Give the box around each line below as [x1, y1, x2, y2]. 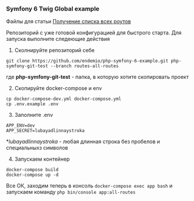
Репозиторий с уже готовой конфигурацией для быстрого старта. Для [6, 29, 182, 36]
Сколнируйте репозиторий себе [14, 47, 95, 54]
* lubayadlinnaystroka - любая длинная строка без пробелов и [6, 138, 161, 145]
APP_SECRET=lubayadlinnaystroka [6, 128, 85, 134]
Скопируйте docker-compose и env [14, 85, 102, 92]
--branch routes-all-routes [50, 63, 119, 69]
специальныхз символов [6, 144, 68, 151]
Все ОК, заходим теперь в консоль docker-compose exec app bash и [6, 182, 173, 189]
